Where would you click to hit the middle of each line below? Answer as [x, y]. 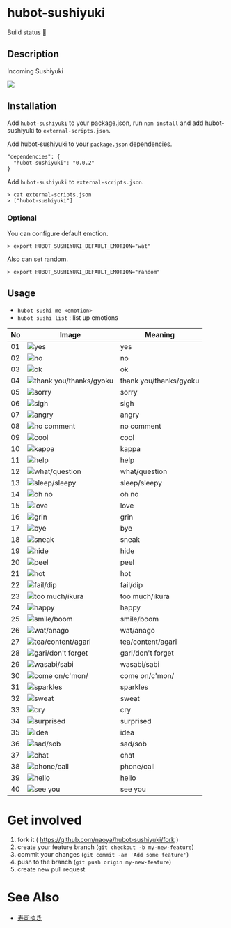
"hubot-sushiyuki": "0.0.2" [54, 163]
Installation [32, 106]
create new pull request [51, 869]
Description [33, 54]
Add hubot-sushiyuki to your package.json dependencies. [90, 144]
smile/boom [139, 619]
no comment [141, 426]
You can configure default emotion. [58, 233]
